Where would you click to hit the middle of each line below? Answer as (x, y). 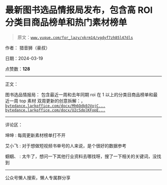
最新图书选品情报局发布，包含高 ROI (79, 10)
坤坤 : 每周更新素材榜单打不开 (35, 135)
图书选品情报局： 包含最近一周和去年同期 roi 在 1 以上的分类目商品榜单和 (79, 94)
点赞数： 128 (18, 69)
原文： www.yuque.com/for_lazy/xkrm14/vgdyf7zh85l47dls (75, 37)
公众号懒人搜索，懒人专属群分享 (38, 178)
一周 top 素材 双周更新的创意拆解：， (47, 101)
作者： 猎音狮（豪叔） (28, 48)
